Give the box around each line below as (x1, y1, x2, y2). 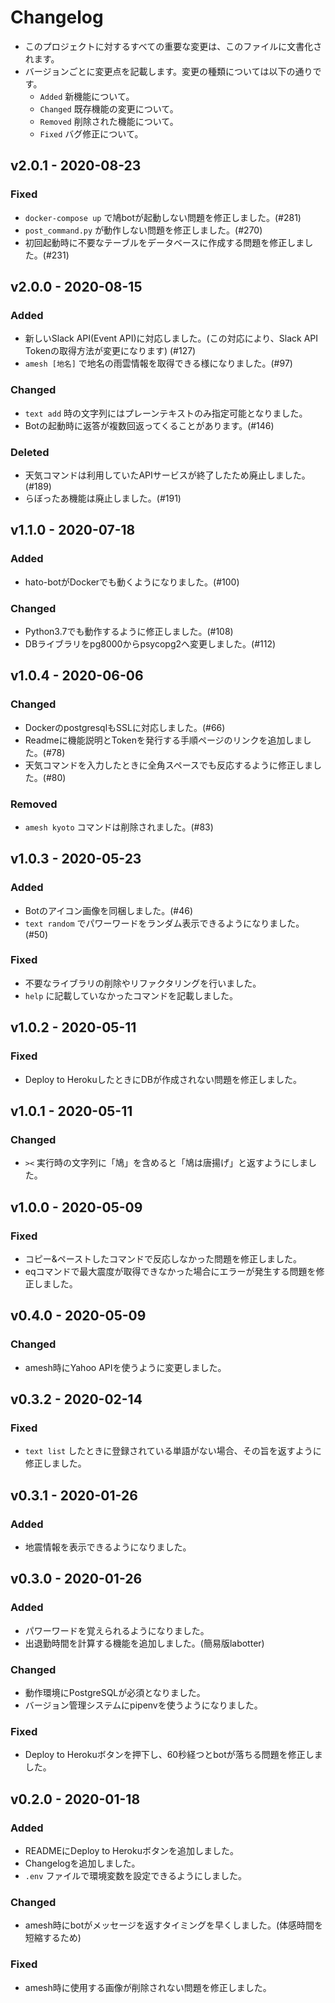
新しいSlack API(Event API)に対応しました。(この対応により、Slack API (24, 332, 319, 345)
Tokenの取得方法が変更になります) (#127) (24, 345, 197, 357)
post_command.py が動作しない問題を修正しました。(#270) (24, 224, 263, 236)
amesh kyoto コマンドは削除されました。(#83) (24, 821, 214, 833)
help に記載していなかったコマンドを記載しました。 (24, 989, 238, 1001)
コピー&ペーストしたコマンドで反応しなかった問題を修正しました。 (24, 1252, 303, 1265)
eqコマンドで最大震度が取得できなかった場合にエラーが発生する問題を (24, 1265, 317, 1277)
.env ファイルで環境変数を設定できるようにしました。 (24, 1869, 248, 1881)
